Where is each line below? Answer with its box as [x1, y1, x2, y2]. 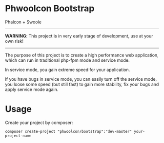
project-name [5, 133, 32, 138]
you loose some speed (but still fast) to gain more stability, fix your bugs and [5, 81, 159, 87]
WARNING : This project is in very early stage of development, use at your [5, 33, 153, 39]
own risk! [5, 38, 23, 44]
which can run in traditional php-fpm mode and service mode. [5, 57, 130, 63]
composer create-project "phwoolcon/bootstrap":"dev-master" [5, 129, 132, 134]
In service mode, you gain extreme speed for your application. [5, 67, 130, 72]
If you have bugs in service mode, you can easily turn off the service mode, [5, 76, 157, 82]
